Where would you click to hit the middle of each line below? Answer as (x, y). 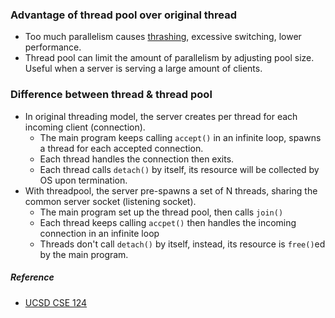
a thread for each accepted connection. (121, 148)
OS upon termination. (83, 180)
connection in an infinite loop (99, 233)
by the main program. (84, 254)
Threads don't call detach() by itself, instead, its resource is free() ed (182, 244)
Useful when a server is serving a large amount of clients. (143, 69)
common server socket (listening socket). (110, 201)
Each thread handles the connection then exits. (137, 159)
